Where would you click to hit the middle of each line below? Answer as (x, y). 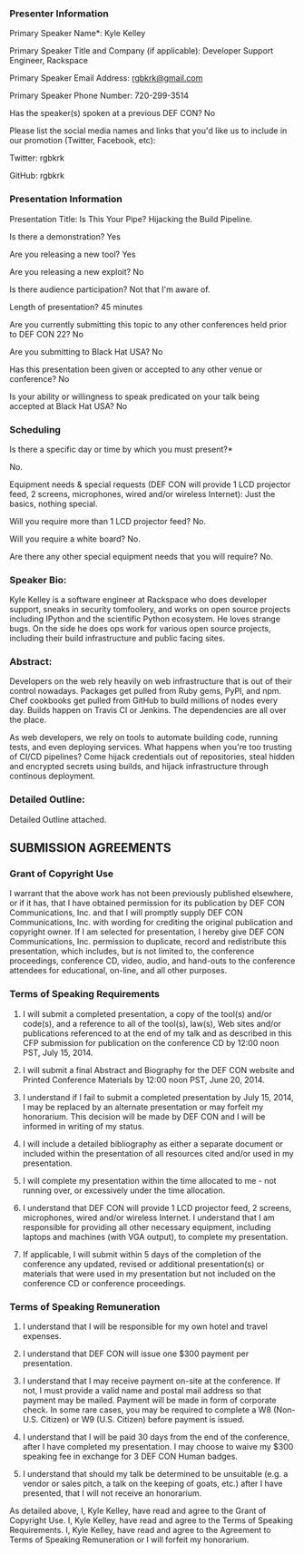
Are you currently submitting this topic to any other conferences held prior (148, 324)
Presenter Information (59, 14)
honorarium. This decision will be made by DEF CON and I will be (144, 1116)
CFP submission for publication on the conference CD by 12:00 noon (151, 1042)
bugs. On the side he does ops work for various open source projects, (140, 629)
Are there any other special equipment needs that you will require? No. (142, 556)
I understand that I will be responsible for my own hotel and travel (145, 1326)
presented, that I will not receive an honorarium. (112, 1493)
